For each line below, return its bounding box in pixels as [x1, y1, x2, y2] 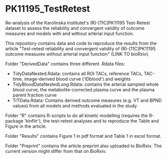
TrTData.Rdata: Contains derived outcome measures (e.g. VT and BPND [12, 97, 162, 103]
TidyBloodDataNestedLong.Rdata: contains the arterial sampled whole [12, 81, 159, 87]
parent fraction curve [12, 92, 57, 98]
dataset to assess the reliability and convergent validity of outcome [5, 25, 145, 31]
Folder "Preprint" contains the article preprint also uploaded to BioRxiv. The [5, 142, 162, 149]
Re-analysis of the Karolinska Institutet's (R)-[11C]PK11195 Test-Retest [5, 20, 150, 26]
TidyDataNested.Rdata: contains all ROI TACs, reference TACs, [12, 70, 143, 76]
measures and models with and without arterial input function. [5, 30, 134, 36]
